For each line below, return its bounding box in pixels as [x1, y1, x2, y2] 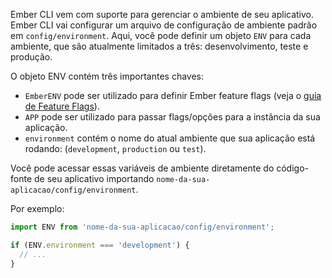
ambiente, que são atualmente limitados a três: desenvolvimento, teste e [10, 40, 309, 52]
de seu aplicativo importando [33, 173, 155, 184]
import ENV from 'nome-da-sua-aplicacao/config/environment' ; [10, 222, 275, 232]
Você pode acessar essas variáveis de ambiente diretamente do [10, 162, 275, 174]
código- [276, 162, 309, 174]
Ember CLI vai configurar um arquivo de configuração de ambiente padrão [10, 19, 318, 31]
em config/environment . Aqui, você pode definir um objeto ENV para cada [10, 30, 312, 41]
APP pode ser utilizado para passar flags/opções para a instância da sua [24, 111, 321, 123]
